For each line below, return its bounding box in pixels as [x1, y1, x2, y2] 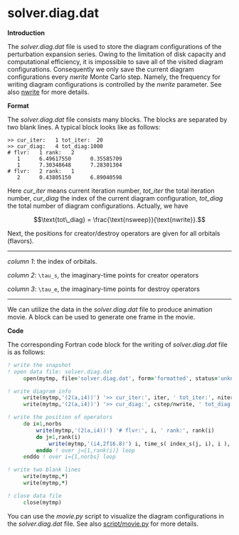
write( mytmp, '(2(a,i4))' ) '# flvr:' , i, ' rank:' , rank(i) [36, 427, 215, 434]
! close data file [7, 492, 62, 499]
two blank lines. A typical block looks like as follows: [7, 122, 161, 131]
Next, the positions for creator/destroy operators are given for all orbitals [7, 229, 221, 238]
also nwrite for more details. [7, 88, 90, 96]
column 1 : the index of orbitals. [7, 257, 97, 265]
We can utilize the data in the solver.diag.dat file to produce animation [7, 304, 213, 314]
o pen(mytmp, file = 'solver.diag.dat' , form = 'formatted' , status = [23, 375, 218, 382]
